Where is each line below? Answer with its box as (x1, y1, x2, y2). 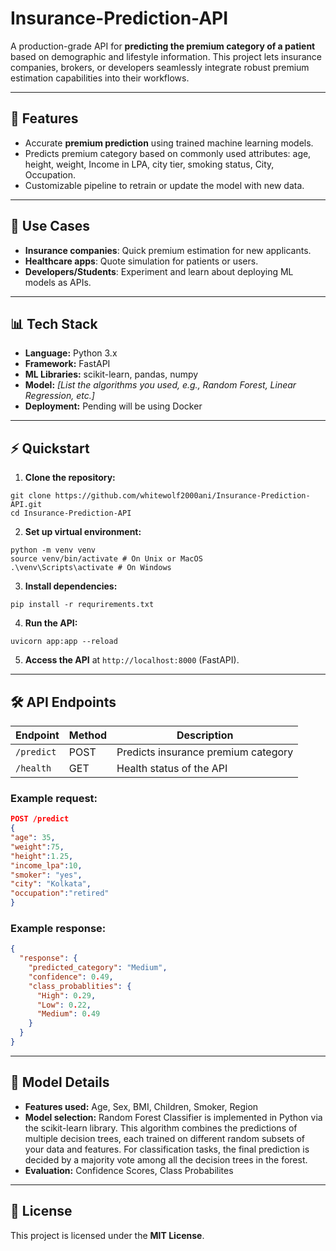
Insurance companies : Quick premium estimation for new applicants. (24, 244, 312, 256)
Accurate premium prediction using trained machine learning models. (24, 137, 314, 149)
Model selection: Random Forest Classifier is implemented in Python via (24, 1111, 323, 1123)
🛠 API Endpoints (10, 693, 117, 711)
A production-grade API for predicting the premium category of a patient (10, 40, 316, 52)
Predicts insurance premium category (116, 745, 294, 759)
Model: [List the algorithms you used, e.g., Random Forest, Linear (24, 379, 297, 391)
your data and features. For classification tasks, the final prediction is (24, 1143, 310, 1155)
